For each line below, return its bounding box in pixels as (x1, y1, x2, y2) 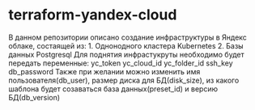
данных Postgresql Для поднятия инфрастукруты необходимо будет (8, 49, 244, 59)
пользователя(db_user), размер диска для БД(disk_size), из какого (8, 75, 240, 85)
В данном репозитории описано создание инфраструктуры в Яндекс (8, 32, 247, 42)
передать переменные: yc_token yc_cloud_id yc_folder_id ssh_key (8, 58, 233, 68)
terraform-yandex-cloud (8, 6, 177, 24)
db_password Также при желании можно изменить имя (8, 66, 201, 76)
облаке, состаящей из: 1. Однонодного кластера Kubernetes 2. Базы (8, 40, 244, 50)
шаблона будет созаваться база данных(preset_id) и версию (8, 83, 219, 94)
